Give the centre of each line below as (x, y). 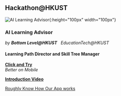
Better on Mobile (22, 70)
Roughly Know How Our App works (40, 89)
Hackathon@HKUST (36, 8)
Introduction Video (24, 79)
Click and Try (19, 64)
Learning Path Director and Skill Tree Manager (53, 54)
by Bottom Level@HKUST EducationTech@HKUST (57, 43)
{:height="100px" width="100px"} (83, 19)
